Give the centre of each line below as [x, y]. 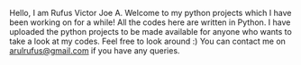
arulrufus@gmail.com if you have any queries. [95, 51]
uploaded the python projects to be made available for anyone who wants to [151, 32]
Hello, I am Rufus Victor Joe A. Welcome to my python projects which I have [150, 13]
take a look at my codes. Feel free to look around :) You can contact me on [148, 41]
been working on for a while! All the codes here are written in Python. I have [150, 22]
